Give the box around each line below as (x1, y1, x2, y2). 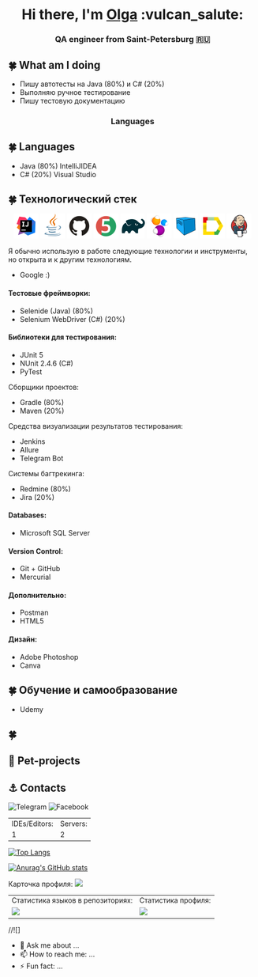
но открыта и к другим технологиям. (8, 255, 133, 264)
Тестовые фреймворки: (8, 289, 91, 298)
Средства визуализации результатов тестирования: (8, 421, 184, 430)
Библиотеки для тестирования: (8, 332, 117, 342)
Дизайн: (8, 634, 38, 644)
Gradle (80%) (19, 397, 65, 407)
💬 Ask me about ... (19, 941, 80, 950)
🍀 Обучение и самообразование (8, 684, 178, 697)
